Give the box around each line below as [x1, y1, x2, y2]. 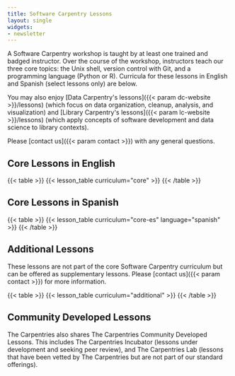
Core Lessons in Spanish [7, 196, 119, 208]
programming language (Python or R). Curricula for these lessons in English [7, 72, 228, 81]
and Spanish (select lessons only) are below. [7, 79, 138, 88]
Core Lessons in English [7, 157, 115, 170]
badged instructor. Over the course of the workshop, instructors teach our [7, 57, 224, 66]
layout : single [7, 17, 52, 24]
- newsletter [7, 30, 46, 37]
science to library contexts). [7, 123, 89, 131]
